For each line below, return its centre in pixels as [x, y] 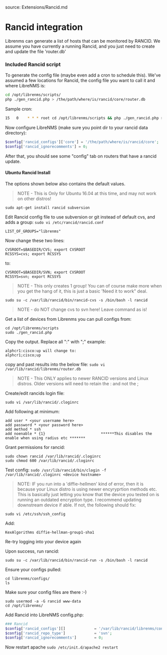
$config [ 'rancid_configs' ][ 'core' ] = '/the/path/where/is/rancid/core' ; [82, 142]
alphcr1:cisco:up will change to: [41, 351]
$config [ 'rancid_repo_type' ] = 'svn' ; [59, 633]
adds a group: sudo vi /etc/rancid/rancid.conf [54, 222]
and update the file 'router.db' [36, 51]
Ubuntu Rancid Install [28, 173]
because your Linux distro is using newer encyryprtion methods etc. [87, 489]
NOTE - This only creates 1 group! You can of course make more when [89, 286]
